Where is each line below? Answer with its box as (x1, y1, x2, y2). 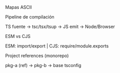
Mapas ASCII (5, 4, 32, 10)
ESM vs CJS (5, 33, 31, 39)
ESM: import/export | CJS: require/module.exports (5, 43, 109, 49)
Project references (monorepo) (5, 52, 69, 58)
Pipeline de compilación (5, 14, 54, 19)
